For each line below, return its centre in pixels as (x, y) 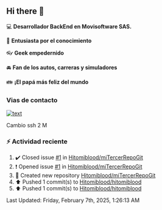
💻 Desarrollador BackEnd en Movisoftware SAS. (69, 26)
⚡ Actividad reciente (37, 141)
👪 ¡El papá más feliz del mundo (48, 82)
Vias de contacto (32, 100)
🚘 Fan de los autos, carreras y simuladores (62, 67)
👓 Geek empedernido (35, 53)
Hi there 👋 (25, 11)
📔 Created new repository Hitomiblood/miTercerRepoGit (85, 176)
